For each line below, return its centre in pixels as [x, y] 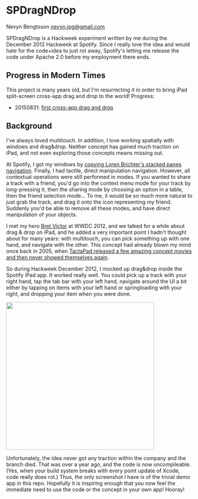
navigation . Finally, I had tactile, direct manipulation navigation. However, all [98, 170]
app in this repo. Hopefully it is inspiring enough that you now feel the [91, 483]
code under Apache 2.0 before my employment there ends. [78, 57]
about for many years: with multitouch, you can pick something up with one [98, 238]
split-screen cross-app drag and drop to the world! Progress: [80, 96]
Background [29, 126]
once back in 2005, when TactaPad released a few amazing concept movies [99, 251]
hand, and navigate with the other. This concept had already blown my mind [98, 244]
